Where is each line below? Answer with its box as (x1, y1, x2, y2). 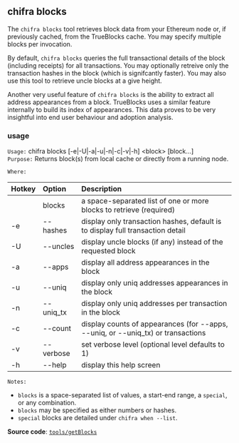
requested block (81, 246, 137, 256)
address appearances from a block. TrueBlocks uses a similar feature (7, 98, 211, 106)
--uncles (42, 242, 75, 252)
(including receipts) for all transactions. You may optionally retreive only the (7, 61, 229, 70)
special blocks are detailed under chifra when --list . (17, 414, 178, 422)
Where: (7, 168, 27, 175)
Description (81, 184, 122, 194)
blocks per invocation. (7, 39, 73, 49)
